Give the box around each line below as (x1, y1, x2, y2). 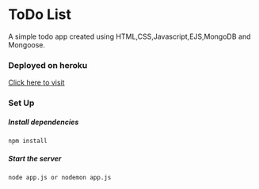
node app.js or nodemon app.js (8, 174, 112, 182)
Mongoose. (8, 40, 46, 49)
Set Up (8, 97, 35, 108)
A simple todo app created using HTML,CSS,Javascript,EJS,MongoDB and (8, 32, 251, 41)
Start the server (8, 153, 62, 163)
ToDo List (8, 6, 72, 24)
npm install (8, 137, 48, 146)
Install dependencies (8, 117, 79, 127)
